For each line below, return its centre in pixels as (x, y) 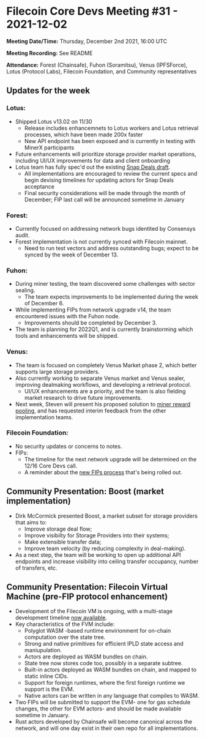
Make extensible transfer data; (63, 542)
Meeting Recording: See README (50, 53)
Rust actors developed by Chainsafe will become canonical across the (104, 722)
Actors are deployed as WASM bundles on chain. (86, 657)
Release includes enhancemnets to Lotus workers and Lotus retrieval (111, 128)
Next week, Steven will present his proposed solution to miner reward (103, 404)
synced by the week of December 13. (71, 255)
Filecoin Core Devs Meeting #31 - (92, 11)
